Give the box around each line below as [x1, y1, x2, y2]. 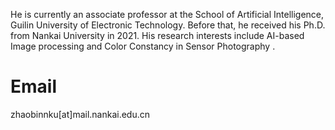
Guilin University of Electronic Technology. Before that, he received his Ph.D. [10, 19, 326, 31]
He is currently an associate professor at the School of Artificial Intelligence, [10, 9, 325, 20]
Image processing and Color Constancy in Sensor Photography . [10, 40, 276, 52]
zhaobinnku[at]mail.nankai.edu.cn [10, 108, 151, 120]
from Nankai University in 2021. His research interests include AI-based [10, 30, 305, 41]
